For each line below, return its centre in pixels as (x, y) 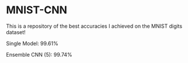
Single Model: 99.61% (32, 43)
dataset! (16, 32)
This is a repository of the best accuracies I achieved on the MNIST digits (94, 26)
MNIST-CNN (37, 10)
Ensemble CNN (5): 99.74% (39, 54)
